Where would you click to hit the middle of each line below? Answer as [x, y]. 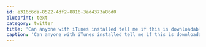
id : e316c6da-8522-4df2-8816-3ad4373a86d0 [61, 12]
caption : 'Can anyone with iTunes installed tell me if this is [90, 35]
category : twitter [30, 23]
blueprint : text [27, 18]
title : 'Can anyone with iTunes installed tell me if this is [87, 29]
